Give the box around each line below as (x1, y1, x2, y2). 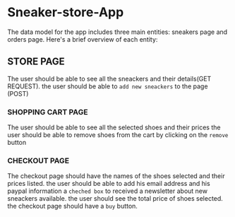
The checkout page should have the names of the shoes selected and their (7, 172, 225, 180)
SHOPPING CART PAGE (7, 107, 88, 117)
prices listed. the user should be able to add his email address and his (7, 180, 210, 188)
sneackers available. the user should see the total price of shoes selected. (7, 194, 224, 203)
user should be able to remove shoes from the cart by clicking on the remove (7, 131, 229, 139)
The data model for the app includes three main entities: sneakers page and (7, 28, 228, 36)
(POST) (7, 89, 29, 98)
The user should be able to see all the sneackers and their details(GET (7, 74, 212, 83)
